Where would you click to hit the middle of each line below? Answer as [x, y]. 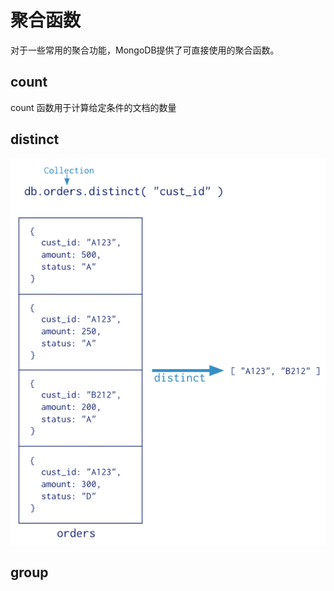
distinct [35, 139]
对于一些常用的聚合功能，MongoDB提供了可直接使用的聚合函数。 [145, 50]
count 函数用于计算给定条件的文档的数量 [93, 107]
